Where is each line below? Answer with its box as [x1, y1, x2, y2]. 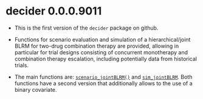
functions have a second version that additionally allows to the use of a [14, 80, 193, 87]
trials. [14, 62, 29, 69]
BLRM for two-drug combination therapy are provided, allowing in [14, 42, 179, 49]
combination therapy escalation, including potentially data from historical [14, 55, 197, 62]
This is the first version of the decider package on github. [14, 24, 159, 31]
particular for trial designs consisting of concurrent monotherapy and [14, 48, 188, 56]
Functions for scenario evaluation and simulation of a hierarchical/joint [14, 36, 191, 43]
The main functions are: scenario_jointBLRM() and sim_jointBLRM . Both [14, 73, 193, 80]
